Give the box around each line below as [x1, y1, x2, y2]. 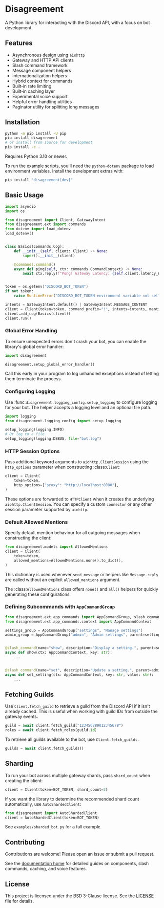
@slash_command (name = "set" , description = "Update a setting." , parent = [5, 668, 152, 672]
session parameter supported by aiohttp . [5, 506, 89, 512]
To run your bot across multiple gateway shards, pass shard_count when [5, 772, 150, 778]
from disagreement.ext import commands [5, 222, 86, 227]
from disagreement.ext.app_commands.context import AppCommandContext [5, 619, 152, 624]
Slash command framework [12, 62, 68, 68]
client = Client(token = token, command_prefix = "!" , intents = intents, [5, 306, 147, 311]
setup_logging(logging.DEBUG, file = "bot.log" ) [5, 436, 102, 441]
